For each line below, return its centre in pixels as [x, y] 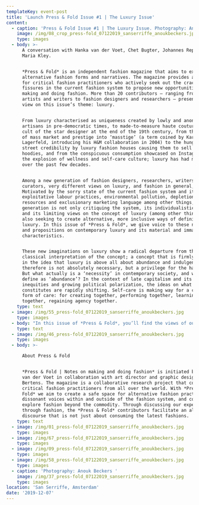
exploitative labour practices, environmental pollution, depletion [108, 197]
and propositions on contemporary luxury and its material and [102, 230]
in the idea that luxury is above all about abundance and [96, 263]
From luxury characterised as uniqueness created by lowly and [102, 120]
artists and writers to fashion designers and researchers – [99, 99]
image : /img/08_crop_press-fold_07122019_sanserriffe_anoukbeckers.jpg [107, 34]
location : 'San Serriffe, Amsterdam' [53, 488]
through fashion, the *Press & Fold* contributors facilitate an [104, 410]
